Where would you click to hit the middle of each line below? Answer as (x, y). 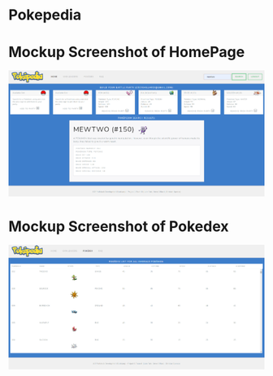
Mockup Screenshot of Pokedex (119, 227)
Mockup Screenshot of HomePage (127, 52)
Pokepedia (45, 15)
